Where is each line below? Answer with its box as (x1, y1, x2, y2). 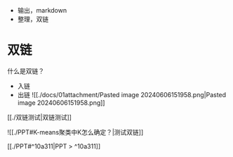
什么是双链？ (7, 66, 44, 75)
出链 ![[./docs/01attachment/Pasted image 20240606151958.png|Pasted (17, 90, 227, 99)
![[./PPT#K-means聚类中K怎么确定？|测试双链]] (7, 127, 144, 136)
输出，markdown (17, 6, 67, 14)
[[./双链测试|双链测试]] (7, 113, 72, 121)
